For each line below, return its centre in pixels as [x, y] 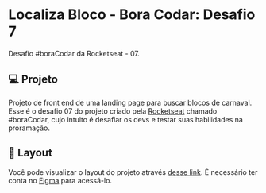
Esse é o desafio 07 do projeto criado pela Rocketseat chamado [113, 111]
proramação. [29, 128]
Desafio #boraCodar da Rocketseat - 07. [74, 53]
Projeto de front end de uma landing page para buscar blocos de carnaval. [130, 102]
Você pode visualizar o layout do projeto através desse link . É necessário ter [133, 172]
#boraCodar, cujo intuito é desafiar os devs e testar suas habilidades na [126, 119]
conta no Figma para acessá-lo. [60, 180]
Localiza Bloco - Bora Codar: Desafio [132, 15]
